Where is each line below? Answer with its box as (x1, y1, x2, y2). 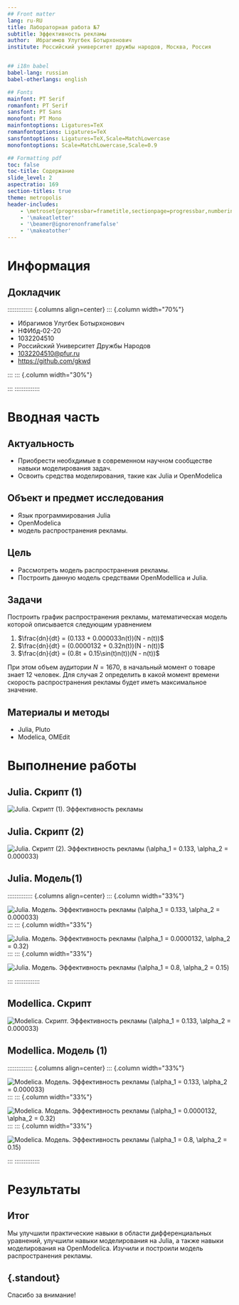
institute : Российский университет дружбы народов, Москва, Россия (7, 43, 212, 51)
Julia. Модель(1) (7, 873, 83, 885)
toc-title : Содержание (7, 168, 75, 175)
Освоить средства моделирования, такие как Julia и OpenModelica (17, 471, 223, 480)
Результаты (7, 1181, 81, 1197)
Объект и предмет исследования (7, 492, 164, 504)
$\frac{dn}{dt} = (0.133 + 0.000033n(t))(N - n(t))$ (17, 634, 164, 643)
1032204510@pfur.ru (17, 350, 80, 357)
